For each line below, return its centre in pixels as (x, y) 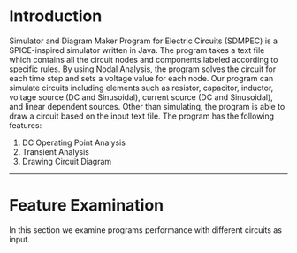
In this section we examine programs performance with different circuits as (146, 230)
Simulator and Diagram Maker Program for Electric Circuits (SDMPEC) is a (144, 41)
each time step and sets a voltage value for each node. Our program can (141, 78)
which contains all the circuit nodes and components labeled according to (144, 59)
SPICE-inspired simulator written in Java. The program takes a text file (137, 50)
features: (26, 125)
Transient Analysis (56, 151)
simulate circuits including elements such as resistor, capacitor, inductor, (141, 88)
